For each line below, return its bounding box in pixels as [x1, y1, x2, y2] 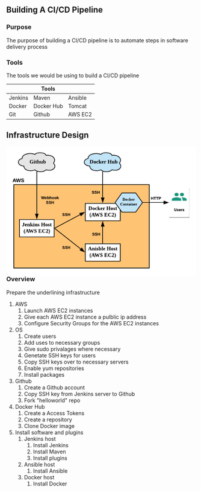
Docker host [23, 473, 55, 481]
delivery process [6, 43, 48, 50]
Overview [6, 275, 36, 283]
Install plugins [32, 454, 67, 461]
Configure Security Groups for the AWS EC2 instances [23, 319, 159, 327]
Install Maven [32, 448, 66, 455]
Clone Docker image [23, 422, 75, 429]
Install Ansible [32, 467, 68, 474]
